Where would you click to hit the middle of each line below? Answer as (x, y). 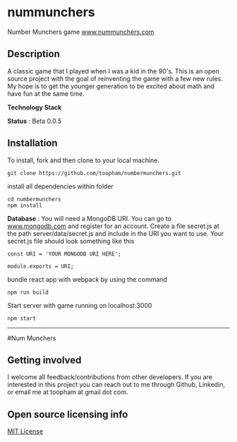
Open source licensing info (68, 414)
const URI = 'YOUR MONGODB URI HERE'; (64, 254)
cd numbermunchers (34, 199)
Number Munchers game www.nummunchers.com (81, 32)
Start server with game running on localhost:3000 (80, 305)
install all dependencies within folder (61, 186)
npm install (25, 205)
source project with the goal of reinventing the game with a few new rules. (115, 78)
